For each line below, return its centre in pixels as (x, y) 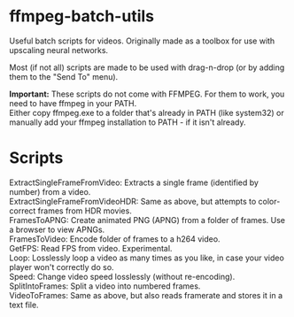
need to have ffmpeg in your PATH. (73, 103)
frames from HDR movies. (85, 211)
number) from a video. (50, 191)
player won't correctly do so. (62, 267)
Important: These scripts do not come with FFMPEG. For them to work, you (147, 94)
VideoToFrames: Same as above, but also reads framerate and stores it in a (146, 295)
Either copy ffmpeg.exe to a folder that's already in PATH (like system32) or (147, 112)
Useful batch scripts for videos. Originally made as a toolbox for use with (142, 41)
